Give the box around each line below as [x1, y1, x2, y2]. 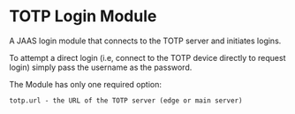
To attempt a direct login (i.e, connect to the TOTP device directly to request [9, 52, 286, 63]
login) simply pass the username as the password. [9, 62, 193, 72]
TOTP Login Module [9, 6, 157, 27]
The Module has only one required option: [9, 79, 162, 89]
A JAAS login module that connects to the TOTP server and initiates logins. [9, 35, 282, 46]
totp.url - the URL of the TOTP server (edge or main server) [9, 95, 243, 105]
